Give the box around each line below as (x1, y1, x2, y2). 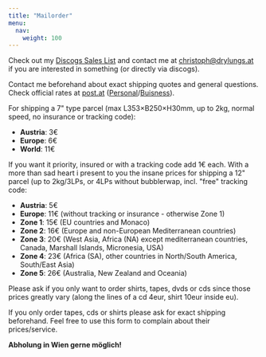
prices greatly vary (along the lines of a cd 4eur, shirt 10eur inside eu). (8, 292, 239, 302)
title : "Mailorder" (8, 11, 73, 20)
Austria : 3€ (19, 127, 58, 137)
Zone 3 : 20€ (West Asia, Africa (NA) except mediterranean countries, (19, 234, 248, 244)
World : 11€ (19, 144, 56, 154)
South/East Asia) (19, 260, 75, 269)
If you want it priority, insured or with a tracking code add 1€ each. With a (8, 160, 249, 170)
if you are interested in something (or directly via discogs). (8, 65, 201, 74)
